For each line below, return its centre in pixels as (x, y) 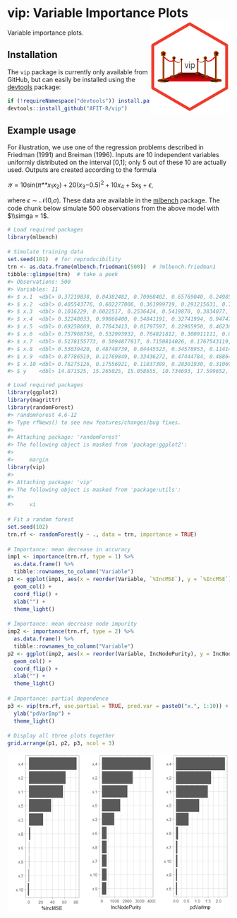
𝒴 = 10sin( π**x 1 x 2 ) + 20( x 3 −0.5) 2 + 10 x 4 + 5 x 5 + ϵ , (80, 185)
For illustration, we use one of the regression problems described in (106, 147)
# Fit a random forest (41, 520)
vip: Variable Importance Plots (98, 13)
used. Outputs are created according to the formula (82, 170)
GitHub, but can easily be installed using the (71, 79)
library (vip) (26, 467)
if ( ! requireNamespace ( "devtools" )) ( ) (107, 101)
